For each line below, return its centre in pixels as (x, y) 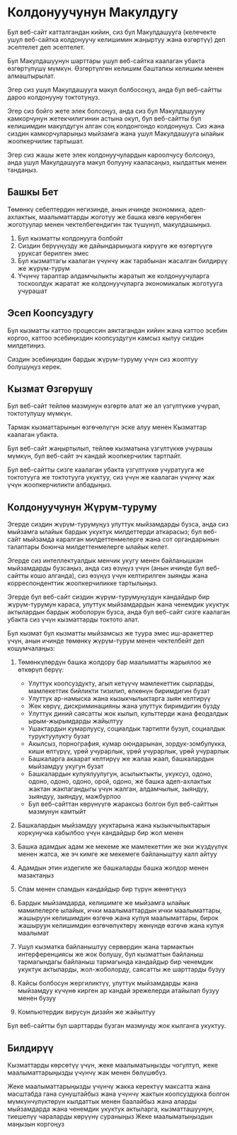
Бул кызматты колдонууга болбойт (70, 238)
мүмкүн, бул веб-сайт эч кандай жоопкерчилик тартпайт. (95, 456)
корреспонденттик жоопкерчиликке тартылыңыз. (82, 583)
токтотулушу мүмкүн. (40, 414)
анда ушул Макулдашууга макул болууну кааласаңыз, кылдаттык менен (117, 162)
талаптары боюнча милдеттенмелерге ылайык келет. (88, 547)
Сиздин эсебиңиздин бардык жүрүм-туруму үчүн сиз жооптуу (103, 359)
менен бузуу (37, 998)
